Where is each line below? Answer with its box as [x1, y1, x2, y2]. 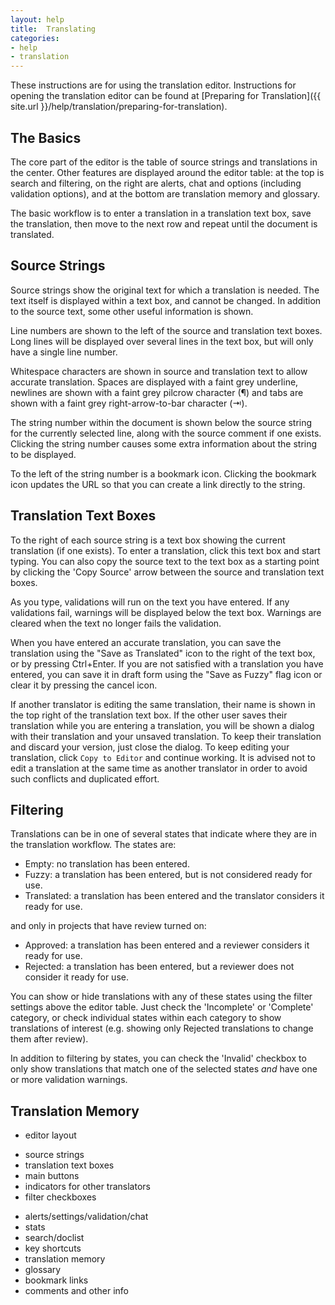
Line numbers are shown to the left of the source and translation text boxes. [10, 324, 323, 336]
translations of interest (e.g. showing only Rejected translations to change [10, 1022, 314, 1035]
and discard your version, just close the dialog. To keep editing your [10, 741, 290, 753]
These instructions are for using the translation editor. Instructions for [10, 79, 297, 91]
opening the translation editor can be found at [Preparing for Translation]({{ [10, 90, 322, 102]
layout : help [10, 14, 65, 25]
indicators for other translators [24, 1181, 151, 1193]
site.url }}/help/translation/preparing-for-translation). [10, 101, 228, 113]
